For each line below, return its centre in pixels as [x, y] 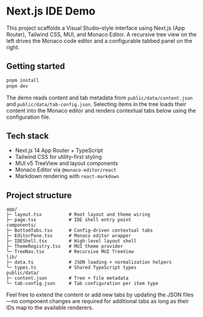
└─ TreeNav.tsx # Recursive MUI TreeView [70, 252]
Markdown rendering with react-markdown [67, 176]
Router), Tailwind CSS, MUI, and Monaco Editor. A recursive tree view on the [101, 34]
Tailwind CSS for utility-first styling [58, 157]
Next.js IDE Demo [51, 11]
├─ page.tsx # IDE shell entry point [69, 220]
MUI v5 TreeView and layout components [66, 163]
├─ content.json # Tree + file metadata [68, 278]
